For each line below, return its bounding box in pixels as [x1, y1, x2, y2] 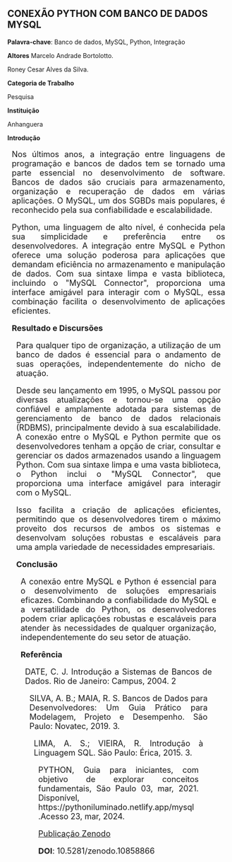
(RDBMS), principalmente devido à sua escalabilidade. [16, 423, 221, 432]
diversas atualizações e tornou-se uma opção [16, 394, 221, 405]
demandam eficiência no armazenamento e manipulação [11, 259, 226, 270]
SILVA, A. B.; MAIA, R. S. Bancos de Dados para [29, 693, 208, 703]
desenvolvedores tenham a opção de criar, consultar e [16, 441, 221, 451]
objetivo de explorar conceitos [38, 774, 199, 784]
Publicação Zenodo [38, 828, 111, 839]
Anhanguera [7, 120, 44, 128]
